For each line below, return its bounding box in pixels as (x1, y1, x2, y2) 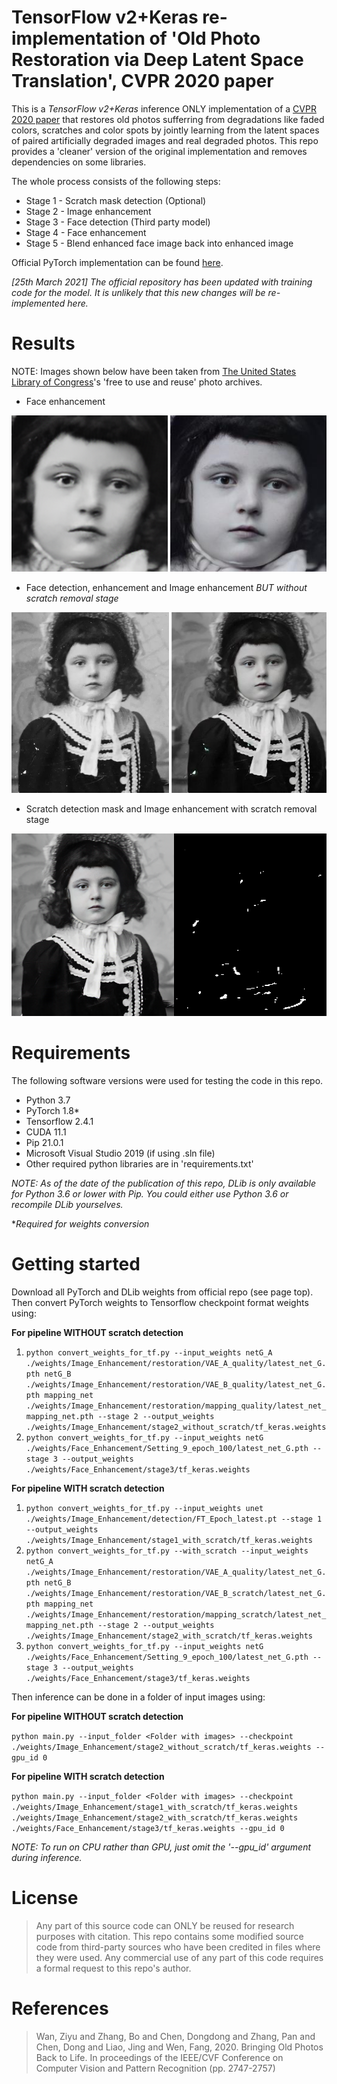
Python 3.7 (25, 1094, 71, 1106)
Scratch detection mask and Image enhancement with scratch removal (25, 802, 318, 815)
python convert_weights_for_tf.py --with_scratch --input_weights (25, 1546, 309, 1556)
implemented (11, 297, 66, 309)
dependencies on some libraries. (11, 156, 147, 168)
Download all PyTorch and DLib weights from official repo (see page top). (11, 1286, 314, 1298)
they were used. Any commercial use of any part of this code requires (35, 1951, 324, 1963)
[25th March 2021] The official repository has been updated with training (11, 276, 313, 288)
